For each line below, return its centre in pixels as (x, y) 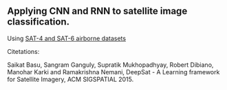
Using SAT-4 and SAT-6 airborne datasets (66, 38)
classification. (39, 22)
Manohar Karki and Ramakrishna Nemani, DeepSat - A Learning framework (113, 72)
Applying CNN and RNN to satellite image (97, 11)
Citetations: (23, 51)
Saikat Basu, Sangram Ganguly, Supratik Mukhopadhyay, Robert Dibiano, (110, 65)
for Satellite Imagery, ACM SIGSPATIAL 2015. (71, 79)
